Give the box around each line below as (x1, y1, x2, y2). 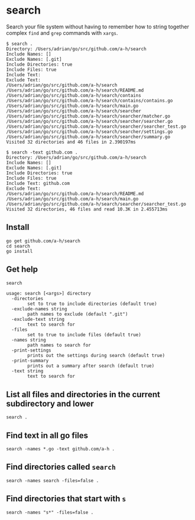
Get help (6, 264, 38, 275)
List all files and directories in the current (6, 389, 161, 399)
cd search (6, 243, 31, 249)
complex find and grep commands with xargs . (6, 29, 118, 36)
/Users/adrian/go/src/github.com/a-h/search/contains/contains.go (6, 97, 173, 103)
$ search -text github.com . (6, 149, 78, 155)
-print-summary (11, 358, 49, 364)
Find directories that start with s (6, 494, 126, 504)
